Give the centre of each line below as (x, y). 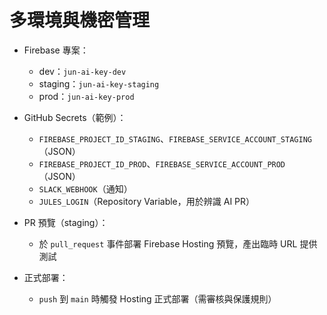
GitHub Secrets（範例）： (75, 117)
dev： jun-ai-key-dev (82, 71)
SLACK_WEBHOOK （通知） (85, 188)
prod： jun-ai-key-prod (86, 96)
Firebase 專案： (56, 50)
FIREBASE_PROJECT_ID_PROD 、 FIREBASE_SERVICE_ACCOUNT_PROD (162, 163)
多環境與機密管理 (80, 20)
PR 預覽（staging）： (66, 222)
